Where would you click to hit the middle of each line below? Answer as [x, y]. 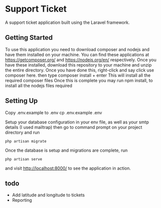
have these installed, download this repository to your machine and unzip [78, 65]
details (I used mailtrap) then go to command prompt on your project [74, 127]
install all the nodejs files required [39, 86]
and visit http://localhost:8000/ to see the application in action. [68, 168]
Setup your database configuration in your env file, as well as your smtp [77, 122]
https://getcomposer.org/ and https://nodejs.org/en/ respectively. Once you [81, 60]
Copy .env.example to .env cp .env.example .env [54, 112]
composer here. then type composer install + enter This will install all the [78, 75]
